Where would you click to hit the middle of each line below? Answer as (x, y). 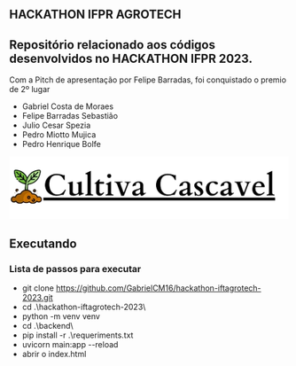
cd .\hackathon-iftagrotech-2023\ (84, 307)
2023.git (37, 298)
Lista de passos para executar (75, 269)
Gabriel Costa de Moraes (67, 106)
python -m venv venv (61, 316)
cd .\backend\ (47, 326)
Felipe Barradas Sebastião (70, 116)
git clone (38, 288)
